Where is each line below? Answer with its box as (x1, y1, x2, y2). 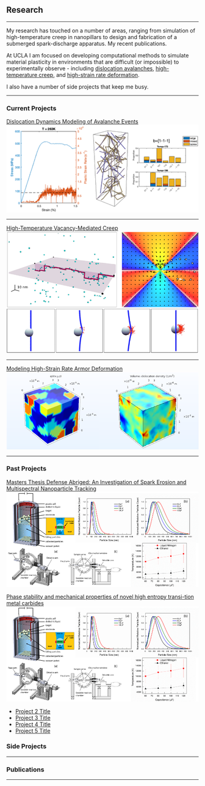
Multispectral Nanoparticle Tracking (6, 485, 96, 492)
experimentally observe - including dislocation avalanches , (6, 64, 154, 72)
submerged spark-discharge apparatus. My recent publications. (6, 40, 167, 47)
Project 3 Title (15, 714, 51, 721)
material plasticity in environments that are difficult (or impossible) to (6, 58, 179, 65)
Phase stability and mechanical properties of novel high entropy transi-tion (6, 593, 194, 600)
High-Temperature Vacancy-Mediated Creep (6, 224, 118, 232)
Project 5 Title (15, 727, 51, 734)
